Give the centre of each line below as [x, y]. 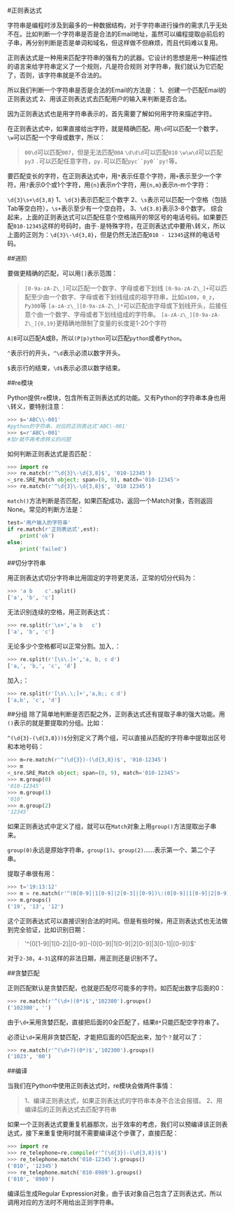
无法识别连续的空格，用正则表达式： [59, 612]
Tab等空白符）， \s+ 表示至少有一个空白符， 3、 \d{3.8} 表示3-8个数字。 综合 [115, 208]
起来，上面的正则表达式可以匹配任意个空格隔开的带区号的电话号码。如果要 [114, 217]
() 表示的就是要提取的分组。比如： [57, 723]
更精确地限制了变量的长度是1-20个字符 [111, 323]
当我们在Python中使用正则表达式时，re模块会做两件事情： [91, 1086]
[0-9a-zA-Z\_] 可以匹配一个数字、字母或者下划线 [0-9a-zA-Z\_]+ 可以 [123, 288]
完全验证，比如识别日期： [50, 929]
